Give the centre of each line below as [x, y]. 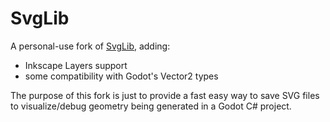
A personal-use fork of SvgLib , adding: [90, 46]
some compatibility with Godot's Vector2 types [121, 76]
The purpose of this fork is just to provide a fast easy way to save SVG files [165, 95]
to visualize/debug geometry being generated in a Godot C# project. [151, 106]
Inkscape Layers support [76, 65]
